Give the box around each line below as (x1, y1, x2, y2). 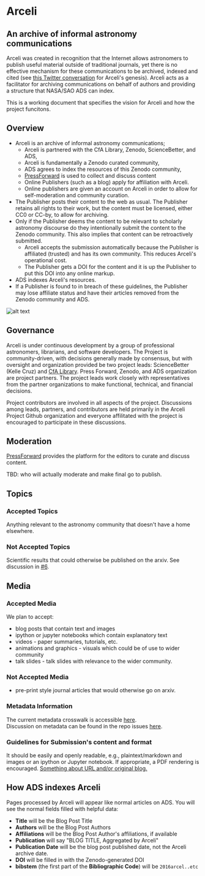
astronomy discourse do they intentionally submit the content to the (15, 224, 186, 231)
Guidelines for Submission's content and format (6, 738, 152, 746)
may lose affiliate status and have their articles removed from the (15, 289, 179, 296)
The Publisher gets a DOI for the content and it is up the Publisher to (24, 263, 197, 270)
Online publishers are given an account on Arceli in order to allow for (24, 185, 198, 192)
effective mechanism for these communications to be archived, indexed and (6, 67, 198, 75)
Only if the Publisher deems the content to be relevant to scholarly (15, 217, 182, 225)
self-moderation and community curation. (24, 191, 130, 198)
